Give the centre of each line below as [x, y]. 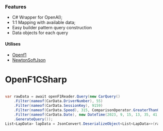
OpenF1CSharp [36, 79]
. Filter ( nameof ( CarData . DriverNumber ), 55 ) [58, 101]
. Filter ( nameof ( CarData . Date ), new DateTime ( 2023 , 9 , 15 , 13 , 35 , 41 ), [88, 115]
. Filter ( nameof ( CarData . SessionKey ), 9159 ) [58, 106]
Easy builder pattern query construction [52, 28]
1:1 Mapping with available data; [44, 22]
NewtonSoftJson [29, 60]
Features [16, 7]
